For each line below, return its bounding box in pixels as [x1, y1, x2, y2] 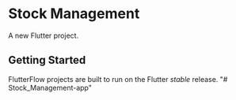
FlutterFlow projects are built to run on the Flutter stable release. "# [8, 74, 228, 83]
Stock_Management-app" [8, 83, 93, 92]
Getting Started [8, 54, 86, 67]
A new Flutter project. [8, 31, 79, 40]
